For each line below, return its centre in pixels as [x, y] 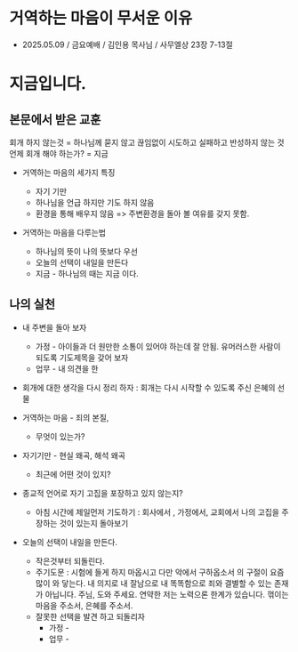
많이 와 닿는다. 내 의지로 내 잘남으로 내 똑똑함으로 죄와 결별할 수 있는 [154, 583]
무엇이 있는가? [60, 436]
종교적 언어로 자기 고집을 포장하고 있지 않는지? [103, 493]
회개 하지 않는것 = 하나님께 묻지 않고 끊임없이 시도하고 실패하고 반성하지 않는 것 [147, 142]
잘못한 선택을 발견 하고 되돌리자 [90, 616]
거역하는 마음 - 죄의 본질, [65, 417]
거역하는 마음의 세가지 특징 [68, 172]
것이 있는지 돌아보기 [94, 523]
